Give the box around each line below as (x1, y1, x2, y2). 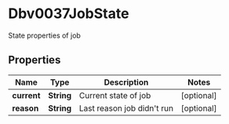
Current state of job (78, 89, 151, 100)
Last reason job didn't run (78, 103, 174, 114)
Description (104, 76, 149, 87)
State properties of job (8, 31, 81, 40)
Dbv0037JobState (8, 5, 129, 23)
